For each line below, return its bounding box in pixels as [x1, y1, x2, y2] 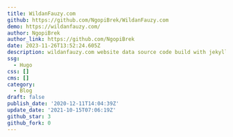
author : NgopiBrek [7, 29, 60, 37]
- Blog [13, 87, 33, 94]
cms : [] [7, 74, 30, 82]
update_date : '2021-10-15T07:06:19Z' [7, 107, 116, 113]
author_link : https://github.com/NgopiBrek [7, 36, 135, 43]
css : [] [7, 68, 30, 75]
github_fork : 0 [7, 119, 51, 127]
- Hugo [13, 62, 33, 68]
